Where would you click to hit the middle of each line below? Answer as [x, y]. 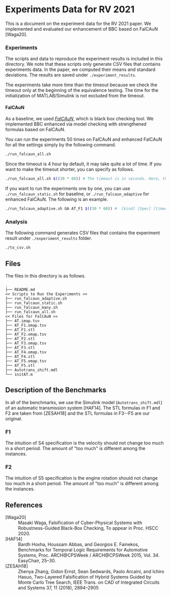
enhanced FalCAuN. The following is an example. [57, 200]
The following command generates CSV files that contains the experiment [83, 233]
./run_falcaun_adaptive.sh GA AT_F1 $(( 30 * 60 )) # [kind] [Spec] [78, 209]
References [24, 505]
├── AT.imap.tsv [22, 321]
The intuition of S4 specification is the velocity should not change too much [84, 443]
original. [14, 418]
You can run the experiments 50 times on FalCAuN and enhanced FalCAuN [84, 139]
